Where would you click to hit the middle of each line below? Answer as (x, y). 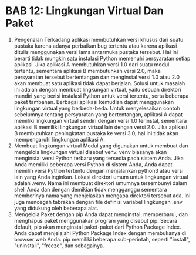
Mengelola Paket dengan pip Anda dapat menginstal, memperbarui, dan (101, 214)
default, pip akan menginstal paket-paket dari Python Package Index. (97, 227)
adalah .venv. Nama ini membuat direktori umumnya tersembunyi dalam (100, 183)
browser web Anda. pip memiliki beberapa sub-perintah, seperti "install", (102, 239)
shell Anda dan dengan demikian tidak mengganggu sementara (90, 189)
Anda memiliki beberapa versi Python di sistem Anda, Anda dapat (93, 164)
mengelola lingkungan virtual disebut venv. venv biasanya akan (90, 152)
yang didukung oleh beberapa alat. (56, 208)
